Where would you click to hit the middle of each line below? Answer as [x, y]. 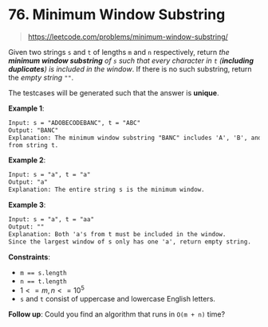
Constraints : [29, 257]
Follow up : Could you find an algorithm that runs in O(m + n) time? [117, 314]
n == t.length [43, 281]
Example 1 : [26, 108]
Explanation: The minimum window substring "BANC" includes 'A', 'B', [128, 138]
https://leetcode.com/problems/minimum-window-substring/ [128, 37]
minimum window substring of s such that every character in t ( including [131, 60]
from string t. [33, 145]
